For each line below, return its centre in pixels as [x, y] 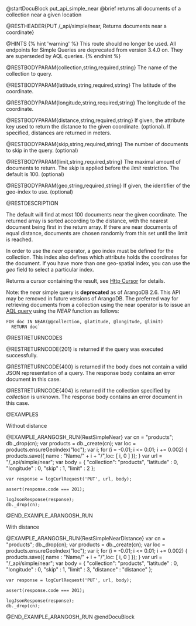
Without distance [27, 426]
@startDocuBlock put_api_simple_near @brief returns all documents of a [94, 9]
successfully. [22, 355]
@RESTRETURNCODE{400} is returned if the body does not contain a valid [97, 367]
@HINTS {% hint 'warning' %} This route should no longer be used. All [91, 44]
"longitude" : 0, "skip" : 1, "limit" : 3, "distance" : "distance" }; [80, 569]
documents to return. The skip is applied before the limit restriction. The [93, 168]
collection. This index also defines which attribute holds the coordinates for [97, 257]
